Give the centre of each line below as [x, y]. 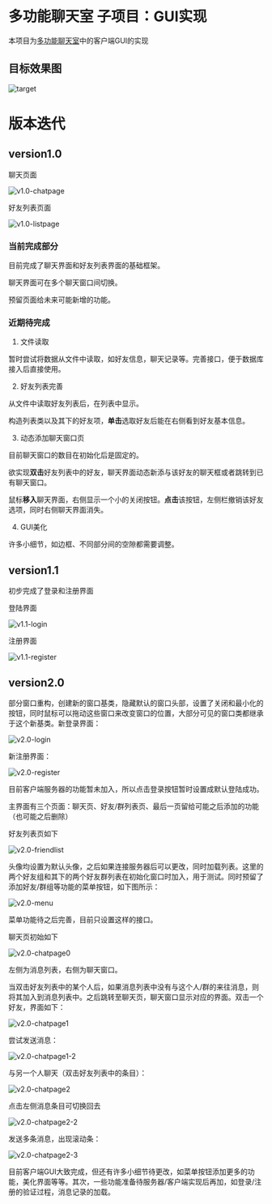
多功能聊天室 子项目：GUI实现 [108, 17]
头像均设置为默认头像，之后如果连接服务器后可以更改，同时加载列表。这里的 [136, 866]
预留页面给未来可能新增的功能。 [62, 300]
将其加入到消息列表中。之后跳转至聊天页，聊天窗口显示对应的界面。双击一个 [136, 997]
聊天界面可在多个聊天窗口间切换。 [65, 283]
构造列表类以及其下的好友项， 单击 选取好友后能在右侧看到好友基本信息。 [129, 421]
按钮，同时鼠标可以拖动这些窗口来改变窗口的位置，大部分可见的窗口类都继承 [136, 713]
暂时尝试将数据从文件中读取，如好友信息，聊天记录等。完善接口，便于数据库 [136, 359]
